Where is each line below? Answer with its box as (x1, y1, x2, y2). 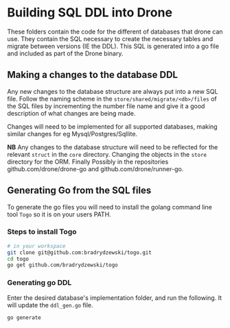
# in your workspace (7, 242, 67, 249)
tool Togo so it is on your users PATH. (7, 210, 111, 218)
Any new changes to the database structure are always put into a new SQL (7, 87, 218, 95)
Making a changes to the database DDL (7, 69, 179, 81)
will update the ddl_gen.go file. (7, 301, 94, 309)
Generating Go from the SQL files (7, 185, 152, 197)
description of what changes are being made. (7, 109, 136, 117)
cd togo (7, 255, 30, 262)
